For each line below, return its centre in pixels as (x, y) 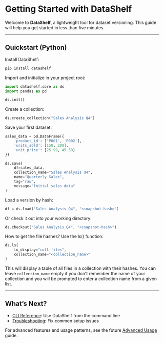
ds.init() (15, 100)
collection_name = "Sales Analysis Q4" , (53, 172)
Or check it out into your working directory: (48, 218)
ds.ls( (12, 245)
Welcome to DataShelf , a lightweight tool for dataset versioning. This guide (81, 22)
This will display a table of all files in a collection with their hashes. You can (81, 268)
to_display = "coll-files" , (40, 250)
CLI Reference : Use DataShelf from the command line (66, 315)
